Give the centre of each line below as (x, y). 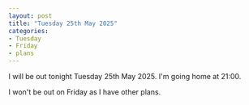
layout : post (30, 16)
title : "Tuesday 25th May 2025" (63, 23)
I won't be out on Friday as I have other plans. (85, 92)
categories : (28, 31)
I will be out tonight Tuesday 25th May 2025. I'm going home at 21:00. (125, 76)
